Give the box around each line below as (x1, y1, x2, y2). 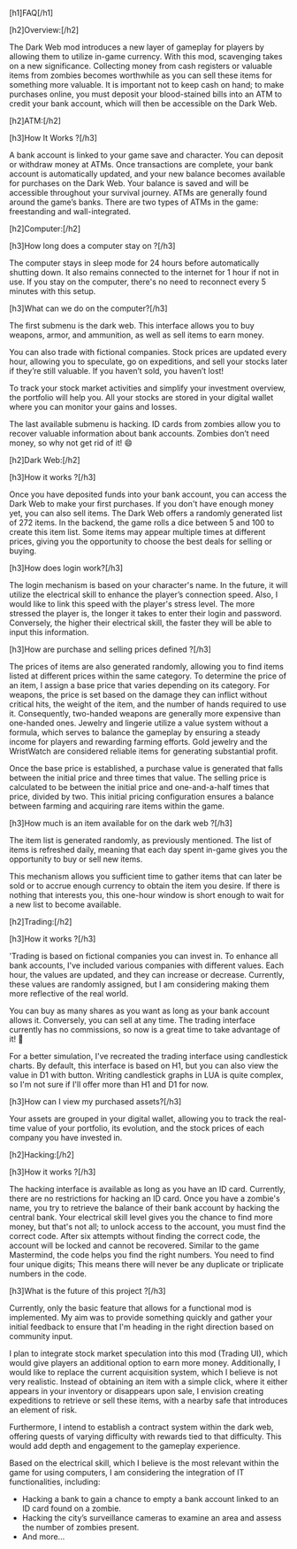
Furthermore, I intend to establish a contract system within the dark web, (9, 1421, 274, 1432)
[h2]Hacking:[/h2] (9, 1150, 75, 1159)
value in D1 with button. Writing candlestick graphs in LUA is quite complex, (9, 1070, 284, 1080)
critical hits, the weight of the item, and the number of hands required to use (9, 699, 287, 709)
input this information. (9, 627, 89, 637)
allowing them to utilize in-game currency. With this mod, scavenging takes (9, 51, 283, 61)
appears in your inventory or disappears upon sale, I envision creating (9, 1386, 263, 1396)
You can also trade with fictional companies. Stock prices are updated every (9, 347, 287, 357)
